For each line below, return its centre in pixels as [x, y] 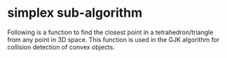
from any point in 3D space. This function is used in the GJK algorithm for [113, 39]
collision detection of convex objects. [61, 47]
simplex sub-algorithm [75, 13]
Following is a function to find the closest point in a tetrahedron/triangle [110, 32]
